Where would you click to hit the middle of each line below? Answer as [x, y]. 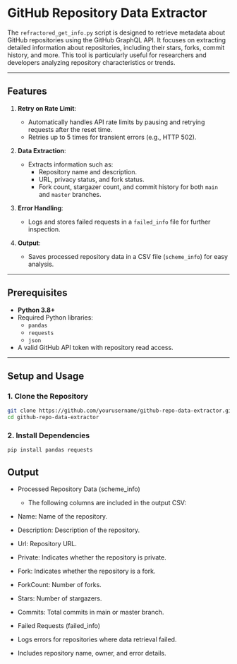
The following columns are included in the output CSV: [107, 502]
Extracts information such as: [71, 164]
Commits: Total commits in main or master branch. [91, 612]
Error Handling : [40, 208]
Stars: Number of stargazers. [60, 598]
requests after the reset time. [70, 129]
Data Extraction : [42, 150]
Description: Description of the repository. [79, 530]
